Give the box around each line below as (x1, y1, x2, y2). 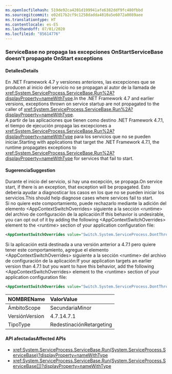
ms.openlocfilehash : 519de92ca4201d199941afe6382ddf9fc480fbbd (5, 7, 143, 13)
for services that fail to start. (74, 155, 134, 162)
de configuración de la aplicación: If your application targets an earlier (5, 258, 152, 264)
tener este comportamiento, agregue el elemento (5, 247, 109, 253)
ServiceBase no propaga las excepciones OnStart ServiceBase (5, 48, 164, 55)
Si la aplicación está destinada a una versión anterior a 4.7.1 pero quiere (5, 241, 156, 248)
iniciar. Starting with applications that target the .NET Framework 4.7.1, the (5, 139, 160, 145)
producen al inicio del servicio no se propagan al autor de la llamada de (5, 84, 156, 90)
